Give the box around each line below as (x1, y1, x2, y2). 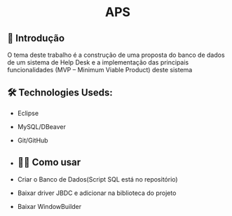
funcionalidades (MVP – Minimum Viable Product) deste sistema (7, 66, 193, 74)
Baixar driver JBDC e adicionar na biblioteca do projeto (17, 189, 177, 197)
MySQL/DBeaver (17, 122, 67, 130)
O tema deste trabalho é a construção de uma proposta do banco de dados (7, 50, 226, 59)
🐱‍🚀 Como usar (17, 156, 81, 168)
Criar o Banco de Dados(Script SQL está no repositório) (17, 175, 178, 183)
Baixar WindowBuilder (17, 202, 82, 210)
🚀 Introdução (7, 32, 65, 44)
